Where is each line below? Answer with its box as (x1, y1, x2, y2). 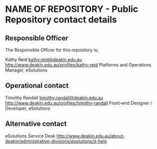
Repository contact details (5, 14, 117, 25)
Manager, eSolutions (5, 67, 47, 73)
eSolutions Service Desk (5, 133, 56, 139)
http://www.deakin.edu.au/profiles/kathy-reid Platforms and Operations (5, 62, 152, 68)
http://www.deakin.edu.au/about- (56, 133, 125, 139)
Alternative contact (5, 120, 67, 128)
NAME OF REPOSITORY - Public (5, 3, 139, 15)
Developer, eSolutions (5, 105, 50, 111)
